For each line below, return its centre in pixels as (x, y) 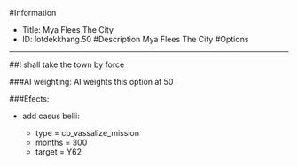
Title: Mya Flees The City (67, 30)
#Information (33, 13)
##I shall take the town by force (67, 64)
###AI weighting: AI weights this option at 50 (91, 82)
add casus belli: (51, 116)
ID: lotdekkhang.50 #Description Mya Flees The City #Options (135, 39)
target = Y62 (59, 152)
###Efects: (29, 99)
